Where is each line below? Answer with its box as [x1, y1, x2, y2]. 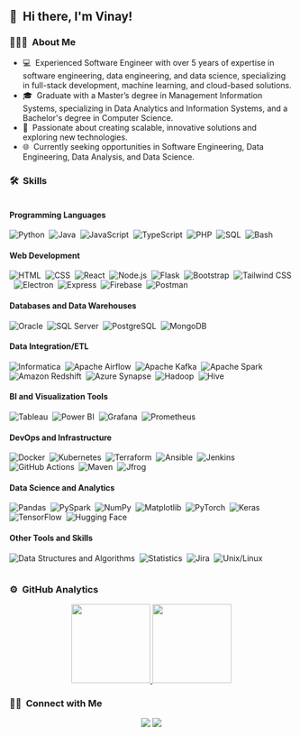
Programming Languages [9, 209, 106, 220]
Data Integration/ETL [9, 341, 89, 352]
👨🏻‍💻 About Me [9, 36, 77, 49]
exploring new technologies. [22, 132, 128, 143]
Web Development [9, 250, 81, 261]
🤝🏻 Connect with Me [9, 696, 103, 709]
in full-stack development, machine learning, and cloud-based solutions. [22, 79, 292, 90]
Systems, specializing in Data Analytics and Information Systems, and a [22, 103, 288, 114]
